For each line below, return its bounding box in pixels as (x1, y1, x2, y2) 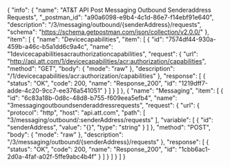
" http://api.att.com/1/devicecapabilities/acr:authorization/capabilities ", (7, 57, 207, 65)
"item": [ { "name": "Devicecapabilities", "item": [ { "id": (7, 35, 164, 43)
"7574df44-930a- (165, 35, 216, 43)
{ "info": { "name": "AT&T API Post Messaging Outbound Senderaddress (7, 6, 212, 14)
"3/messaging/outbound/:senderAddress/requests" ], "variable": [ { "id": (7, 116, 213, 124)
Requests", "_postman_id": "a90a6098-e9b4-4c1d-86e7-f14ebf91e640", (7, 13, 214, 21)
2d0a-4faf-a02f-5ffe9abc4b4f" (7, 153, 97, 161)
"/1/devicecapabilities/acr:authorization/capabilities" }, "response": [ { (7, 72, 206, 80)
